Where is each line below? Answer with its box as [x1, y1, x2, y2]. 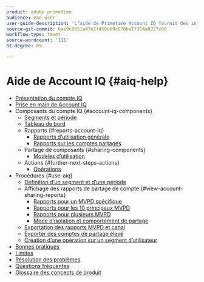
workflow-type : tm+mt [6, 32, 61, 38]
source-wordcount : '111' [6, 37, 69, 43]
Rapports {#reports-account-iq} [24, 126, 104, 134]
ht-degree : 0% [6, 43, 42, 49]
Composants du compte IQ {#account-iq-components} [15, 107, 153, 114]
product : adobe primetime [6, 9, 72, 15]
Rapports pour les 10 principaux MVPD [33, 204, 131, 211]
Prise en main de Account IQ [15, 101, 87, 108]
